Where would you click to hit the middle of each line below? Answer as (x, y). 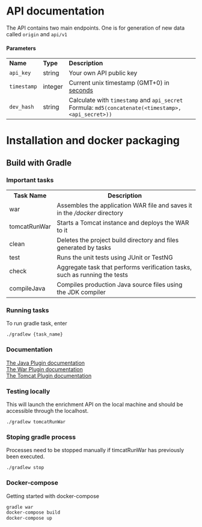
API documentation (56, 11)
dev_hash (22, 107)
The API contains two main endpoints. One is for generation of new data (96, 28)
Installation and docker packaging (93, 141)
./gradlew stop (25, 468)
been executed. (26, 456)
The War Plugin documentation (44, 369)
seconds (81, 91)
